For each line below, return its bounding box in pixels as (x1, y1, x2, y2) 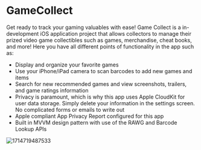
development (6, 30, 39, 37)
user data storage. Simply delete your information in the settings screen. (14, 99, 195, 106)
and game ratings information (14, 86, 89, 94)
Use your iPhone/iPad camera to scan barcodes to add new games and (14, 67, 193, 74)
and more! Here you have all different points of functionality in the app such (6, 43, 194, 50)
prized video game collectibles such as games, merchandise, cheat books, (6, 36, 192, 44)
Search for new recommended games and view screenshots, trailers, (14, 80, 187, 88)
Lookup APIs (14, 125, 47, 132)
